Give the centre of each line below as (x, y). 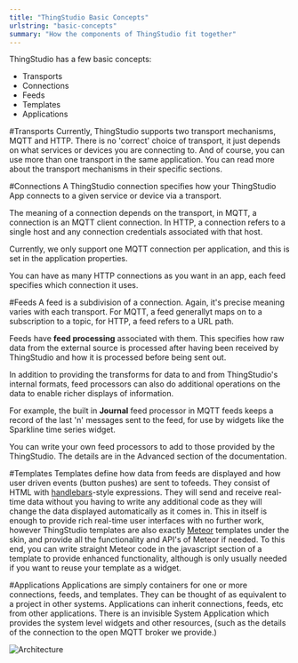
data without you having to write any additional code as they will (145, 502)
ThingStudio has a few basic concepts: (81, 60)
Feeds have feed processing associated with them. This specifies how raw (147, 339)
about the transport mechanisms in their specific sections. (116, 169)
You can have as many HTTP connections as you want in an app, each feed (148, 276)
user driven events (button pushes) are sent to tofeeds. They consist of (140, 483)
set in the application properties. (68, 259)
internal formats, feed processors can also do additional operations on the (145, 384)
